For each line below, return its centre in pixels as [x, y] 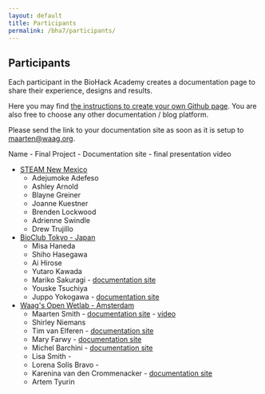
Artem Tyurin [53, 382]
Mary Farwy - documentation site [87, 340]
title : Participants [43, 23]
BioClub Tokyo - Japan [57, 237]
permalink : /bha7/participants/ [62, 30]
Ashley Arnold [55, 187]
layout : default [35, 16]
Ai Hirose [47, 263]
